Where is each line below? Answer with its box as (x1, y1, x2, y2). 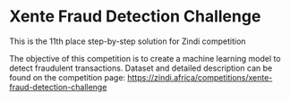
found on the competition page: (9, 72, 126, 82)
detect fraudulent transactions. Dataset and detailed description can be (9, 63, 273, 73)
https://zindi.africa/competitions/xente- (127, 72, 273, 82)
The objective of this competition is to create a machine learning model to (9, 53, 281, 63)
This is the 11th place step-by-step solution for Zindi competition (9, 36, 246, 46)
